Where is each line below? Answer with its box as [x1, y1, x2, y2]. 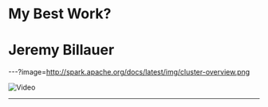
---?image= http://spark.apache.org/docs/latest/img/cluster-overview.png [8, 67, 250, 77]
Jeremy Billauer [8, 41, 115, 59]
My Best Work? [8, 5, 112, 23]
